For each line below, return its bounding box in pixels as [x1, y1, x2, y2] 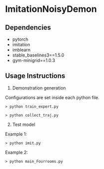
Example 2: [5, 149, 28, 155]
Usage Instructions [5, 72, 65, 80]
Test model [12, 121, 36, 127]
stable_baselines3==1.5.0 [12, 52, 64, 58]
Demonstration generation [12, 85, 66, 91]
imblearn [12, 47, 31, 53]
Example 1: [5, 131, 27, 137]
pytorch [12, 36, 29, 42]
